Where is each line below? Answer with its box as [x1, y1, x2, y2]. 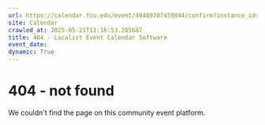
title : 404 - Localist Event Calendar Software [8, 33, 168, 42]
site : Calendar [8, 19, 58, 27]
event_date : [8, 41, 47, 49]
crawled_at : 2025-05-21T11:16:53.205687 [8, 26, 144, 34]
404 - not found [8, 82, 114, 100]
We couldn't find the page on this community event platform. [8, 108, 206, 117]
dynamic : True [8, 48, 55, 56]
